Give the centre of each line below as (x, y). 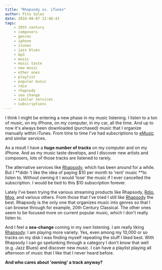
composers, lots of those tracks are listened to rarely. (58, 158)
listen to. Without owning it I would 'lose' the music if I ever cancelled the (78, 178)
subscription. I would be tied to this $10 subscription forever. (65, 183)
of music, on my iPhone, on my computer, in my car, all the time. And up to (79, 123)
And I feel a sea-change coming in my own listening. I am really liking (75, 227)
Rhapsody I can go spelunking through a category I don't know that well (77, 243)
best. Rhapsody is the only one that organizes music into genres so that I (78, 202)
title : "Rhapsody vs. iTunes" (36, 9)
